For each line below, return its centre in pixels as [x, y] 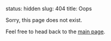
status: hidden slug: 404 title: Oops [49, 9]
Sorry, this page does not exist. [44, 20]
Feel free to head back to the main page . [55, 31]
